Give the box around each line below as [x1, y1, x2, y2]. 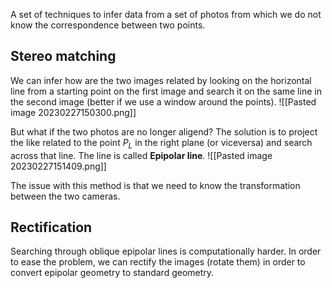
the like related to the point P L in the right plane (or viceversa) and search [10, 136, 313, 151]
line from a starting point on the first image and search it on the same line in [10, 85, 322, 97]
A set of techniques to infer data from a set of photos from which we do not [10, 9, 322, 20]
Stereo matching [10, 48, 117, 65]
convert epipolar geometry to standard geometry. [10, 267, 215, 279]
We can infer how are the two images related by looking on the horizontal [10, 74, 312, 86]
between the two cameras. [10, 190, 121, 202]
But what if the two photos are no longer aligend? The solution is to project [10, 125, 318, 138]
